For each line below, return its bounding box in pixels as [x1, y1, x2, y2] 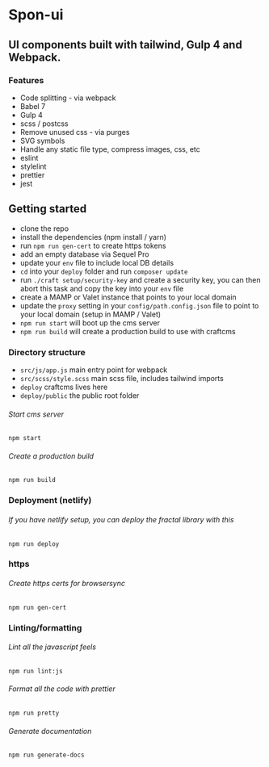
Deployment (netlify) [8, 495, 92, 506]
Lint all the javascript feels [8, 642, 97, 652]
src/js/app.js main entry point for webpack [19, 365, 168, 375]
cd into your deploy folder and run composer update [19, 266, 188, 276]
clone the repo [19, 224, 69, 233]
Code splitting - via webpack [19, 93, 116, 103]
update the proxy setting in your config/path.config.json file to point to [19, 300, 259, 310]
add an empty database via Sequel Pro [19, 249, 149, 259]
